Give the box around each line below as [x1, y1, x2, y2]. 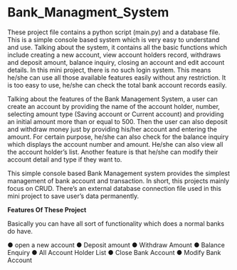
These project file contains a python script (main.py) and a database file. [7, 28, 221, 36]
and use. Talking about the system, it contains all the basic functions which [7, 43, 228, 51]
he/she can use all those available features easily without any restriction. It [7, 73, 226, 82]
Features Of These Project [7, 205, 87, 214]
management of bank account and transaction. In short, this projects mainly [7, 176, 230, 185]
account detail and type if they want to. [7, 155, 122, 164]
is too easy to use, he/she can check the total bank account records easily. [7, 81, 227, 89]
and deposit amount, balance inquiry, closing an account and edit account [7, 58, 225, 66]
